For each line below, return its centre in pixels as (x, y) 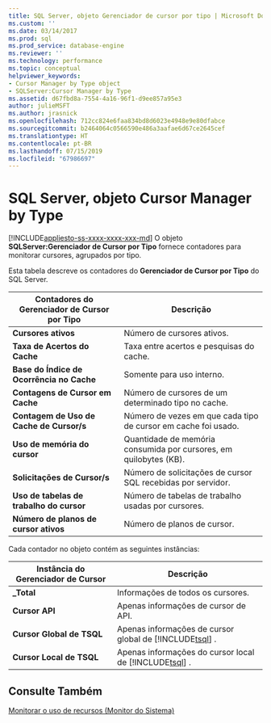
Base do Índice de (48, 370)
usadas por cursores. (164, 506)
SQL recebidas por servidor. (177, 483)
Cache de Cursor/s (50, 427)
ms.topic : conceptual (45, 69)
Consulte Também (56, 691)
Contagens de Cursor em (62, 393)
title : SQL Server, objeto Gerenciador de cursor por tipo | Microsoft (131, 16)
